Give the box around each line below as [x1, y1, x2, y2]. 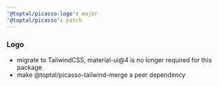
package [16, 63, 43, 71]
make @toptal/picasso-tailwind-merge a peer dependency [16, 71, 186, 79]
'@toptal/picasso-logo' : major [6, 10, 98, 17]
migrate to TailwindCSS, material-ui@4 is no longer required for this [16, 55, 212, 64]
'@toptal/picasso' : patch [6, 17, 82, 24]
